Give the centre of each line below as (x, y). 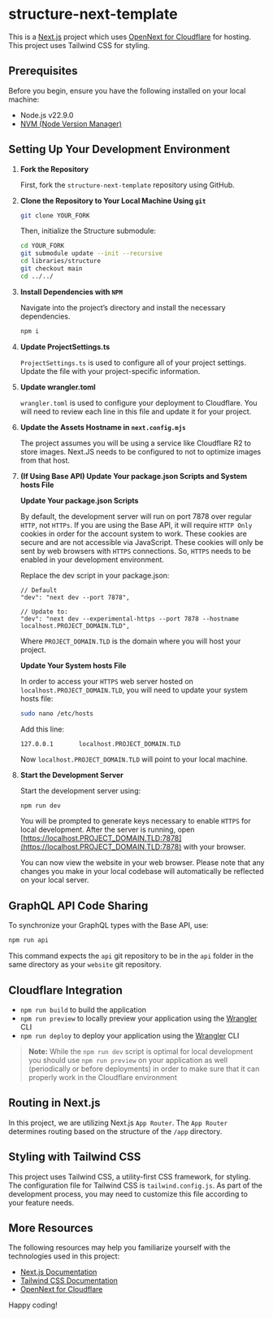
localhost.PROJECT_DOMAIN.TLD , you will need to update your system (134, 690)
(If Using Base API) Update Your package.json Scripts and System (134, 476)
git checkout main (51, 269)
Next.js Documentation (58, 1272)
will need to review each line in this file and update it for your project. (136, 411)
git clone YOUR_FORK (55, 215)
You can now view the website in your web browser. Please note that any (142, 863)
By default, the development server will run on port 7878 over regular (136, 516)
